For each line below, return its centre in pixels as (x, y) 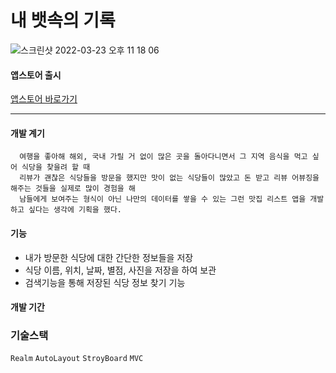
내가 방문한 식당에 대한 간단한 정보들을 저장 (109, 257)
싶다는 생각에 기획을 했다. (75, 210)
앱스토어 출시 (36, 75)
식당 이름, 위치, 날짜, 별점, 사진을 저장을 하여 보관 (120, 270)
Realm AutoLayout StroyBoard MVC (77, 359)
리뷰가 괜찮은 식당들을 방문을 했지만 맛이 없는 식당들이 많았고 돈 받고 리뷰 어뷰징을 (169, 178)
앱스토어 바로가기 (44, 99)
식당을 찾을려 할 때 (56, 167)
